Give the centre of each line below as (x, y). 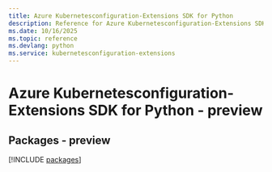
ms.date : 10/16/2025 (43, 31)
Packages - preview (59, 140)
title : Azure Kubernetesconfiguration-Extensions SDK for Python (121, 16)
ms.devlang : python (41, 46)
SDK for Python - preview (175, 111)
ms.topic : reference (43, 38)
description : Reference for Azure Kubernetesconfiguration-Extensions (130, 23)
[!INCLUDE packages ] (45, 159)
